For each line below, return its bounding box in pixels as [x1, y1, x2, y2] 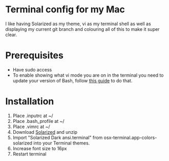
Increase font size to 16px [12, 145, 67, 151]
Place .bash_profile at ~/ [12, 118, 65, 124]
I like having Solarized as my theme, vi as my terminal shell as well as [5, 21, 151, 27]
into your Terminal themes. [33, 140, 90, 146]
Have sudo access [12, 66, 52, 73]
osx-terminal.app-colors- [103, 134, 157, 140]
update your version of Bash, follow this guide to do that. [12, 77, 133, 83]
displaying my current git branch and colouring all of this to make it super [5, 26, 160, 32]
